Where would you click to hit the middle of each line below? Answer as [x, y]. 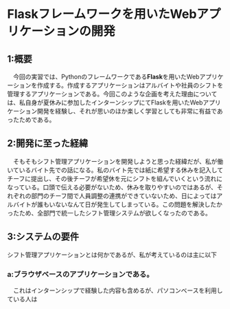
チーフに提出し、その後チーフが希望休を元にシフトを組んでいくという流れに [115, 178]
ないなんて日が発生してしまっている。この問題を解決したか [139, 204]
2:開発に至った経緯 [48, 143]
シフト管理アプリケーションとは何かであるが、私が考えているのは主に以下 [112, 255]
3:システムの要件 [43, 237]
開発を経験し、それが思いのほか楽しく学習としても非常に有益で [127, 111]
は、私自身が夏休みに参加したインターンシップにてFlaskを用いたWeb [105, 103]
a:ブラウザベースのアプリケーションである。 [80, 274]
